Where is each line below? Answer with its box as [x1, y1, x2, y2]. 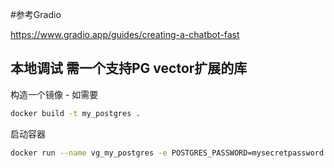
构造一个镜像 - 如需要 [10, 88, 99, 100]
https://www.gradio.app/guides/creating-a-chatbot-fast [10, 29, 240, 40]
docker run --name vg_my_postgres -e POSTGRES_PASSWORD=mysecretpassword [10, 148, 325, 158]
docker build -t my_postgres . [10, 108, 141, 118]
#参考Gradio [10, 9, 62, 20]
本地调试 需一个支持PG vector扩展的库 [10, 60, 248, 77]
